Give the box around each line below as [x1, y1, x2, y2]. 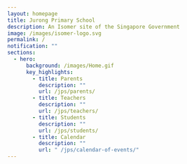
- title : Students [32, 114, 86, 121]
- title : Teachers [32, 95, 86, 102]
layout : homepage [7, 10, 58, 17]
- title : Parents [32, 75, 83, 82]
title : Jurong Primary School [7, 17, 96, 24]
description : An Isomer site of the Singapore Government [7, 23, 180, 30]
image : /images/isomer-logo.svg [7, 29, 102, 37]
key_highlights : [25, 68, 74, 75]
